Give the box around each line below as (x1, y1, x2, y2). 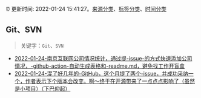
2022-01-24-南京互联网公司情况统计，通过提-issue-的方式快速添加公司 (14, 54, 193, 62)
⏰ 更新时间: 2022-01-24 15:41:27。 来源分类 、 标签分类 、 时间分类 (5, 5, 167, 12)
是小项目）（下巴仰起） (14, 85, 71, 92)
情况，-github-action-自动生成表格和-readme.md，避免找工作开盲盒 (14, 62, 185, 70)
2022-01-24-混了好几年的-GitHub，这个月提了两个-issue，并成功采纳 (14, 70, 189, 77)
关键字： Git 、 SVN (20, 42, 64, 49)
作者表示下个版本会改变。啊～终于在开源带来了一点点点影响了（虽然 (25, 77, 195, 85)
